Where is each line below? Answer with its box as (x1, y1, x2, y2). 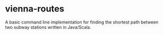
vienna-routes (5, 3, 65, 14)
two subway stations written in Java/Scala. (5, 24, 92, 30)
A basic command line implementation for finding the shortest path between (5, 19, 159, 25)
